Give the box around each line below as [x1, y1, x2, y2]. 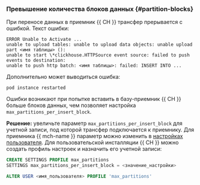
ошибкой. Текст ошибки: [6, 25, 69, 32]
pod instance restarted [6, 85, 66, 91]
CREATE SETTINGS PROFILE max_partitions [6, 157, 110, 163]
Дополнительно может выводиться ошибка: [6, 73, 120, 80]
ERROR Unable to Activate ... [6, 37, 83, 43]
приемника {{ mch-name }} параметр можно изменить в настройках [6, 133, 183, 140]
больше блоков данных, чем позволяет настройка [6, 102, 137, 109]
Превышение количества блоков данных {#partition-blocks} [6, 5, 194, 13]
